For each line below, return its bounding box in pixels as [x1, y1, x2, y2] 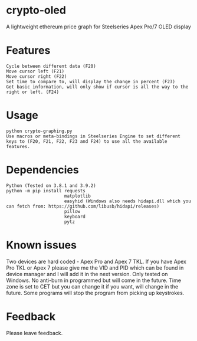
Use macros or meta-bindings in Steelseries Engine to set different [6, 133, 181, 139]
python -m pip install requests [6, 188, 86, 194]
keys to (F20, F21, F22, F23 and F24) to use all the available [6, 138, 168, 145]
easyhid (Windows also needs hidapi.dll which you [64, 198, 192, 204]
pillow [64, 208, 81, 214]
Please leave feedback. [6, 329, 63, 336]
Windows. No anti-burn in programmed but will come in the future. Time [6, 277, 182, 284]
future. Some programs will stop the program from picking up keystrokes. [6, 289, 185, 296]
